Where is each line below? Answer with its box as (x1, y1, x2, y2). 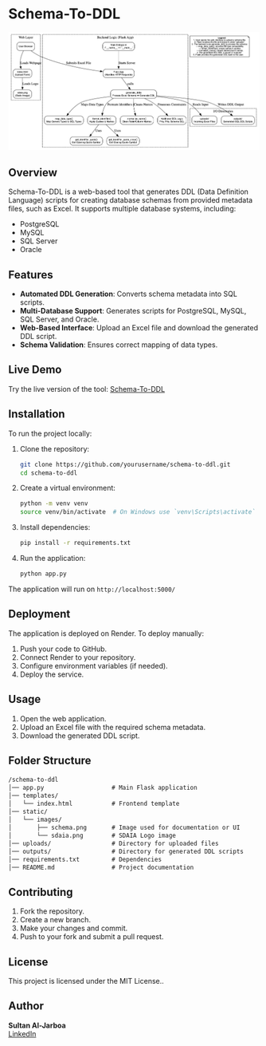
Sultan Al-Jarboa (8, 1020, 66, 1030)
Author (8, 999, 44, 1013)
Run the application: (19, 554, 86, 563)
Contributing (8, 885, 73, 898)
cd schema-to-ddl (19, 468, 78, 477)
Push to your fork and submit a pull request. (19, 932, 164, 941)
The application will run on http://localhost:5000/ (8, 584, 176, 594)
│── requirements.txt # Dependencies (8, 855, 162, 864)
